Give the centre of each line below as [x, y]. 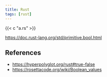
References [23, 52]
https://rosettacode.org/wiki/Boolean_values [57, 70]
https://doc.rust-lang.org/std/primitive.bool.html [53, 38]
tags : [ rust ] [18, 14]
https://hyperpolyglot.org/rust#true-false [53, 64]
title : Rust [17, 10]
